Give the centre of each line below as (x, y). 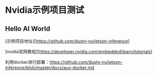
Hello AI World (28, 28)
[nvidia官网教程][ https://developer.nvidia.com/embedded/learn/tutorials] (79, 52)
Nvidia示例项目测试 (45, 10)
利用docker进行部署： (27, 62)
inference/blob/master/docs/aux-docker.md (50, 68)
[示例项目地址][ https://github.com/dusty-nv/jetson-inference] (67, 41)
